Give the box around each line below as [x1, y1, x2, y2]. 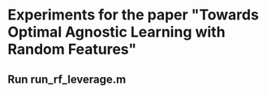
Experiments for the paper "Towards [7, 6, 259, 24]
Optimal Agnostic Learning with [7, 23, 226, 41]
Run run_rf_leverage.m [7, 72, 127, 86]
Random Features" [7, 41, 137, 58]
